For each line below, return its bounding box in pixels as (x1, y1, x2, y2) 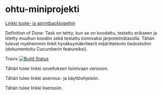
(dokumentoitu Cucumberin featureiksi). (5, 46, 88, 52)
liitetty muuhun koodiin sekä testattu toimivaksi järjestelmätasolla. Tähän (5, 35, 154, 41)
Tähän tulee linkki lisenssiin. (5, 84, 63, 91)
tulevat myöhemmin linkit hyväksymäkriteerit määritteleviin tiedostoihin (5, 40, 151, 46)
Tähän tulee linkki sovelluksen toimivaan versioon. (5, 65, 109, 71)
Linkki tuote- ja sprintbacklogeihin (5, 20, 76, 26)
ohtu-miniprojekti (5, 4, 80, 15)
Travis (5, 55, 18, 61)
